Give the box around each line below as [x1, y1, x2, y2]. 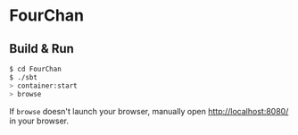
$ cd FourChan [9, 64, 62, 73]
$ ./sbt [9, 72, 38, 81]
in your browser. [9, 115, 70, 126]
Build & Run [9, 41, 74, 56]
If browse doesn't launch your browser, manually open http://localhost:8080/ [9, 105, 289, 116]
